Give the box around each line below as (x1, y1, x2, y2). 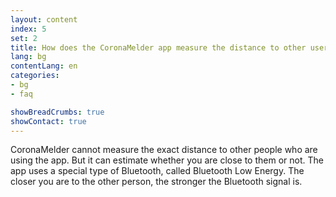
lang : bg (10, 52, 47, 62)
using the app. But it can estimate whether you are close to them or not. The (10, 154, 324, 166)
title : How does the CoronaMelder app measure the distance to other (10, 42, 307, 53)
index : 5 (10, 24, 47, 34)
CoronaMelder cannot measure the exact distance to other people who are (10, 144, 318, 156)
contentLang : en (10, 61, 78, 71)
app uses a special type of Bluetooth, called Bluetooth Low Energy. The (10, 165, 305, 177)
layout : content (10, 14, 78, 25)
